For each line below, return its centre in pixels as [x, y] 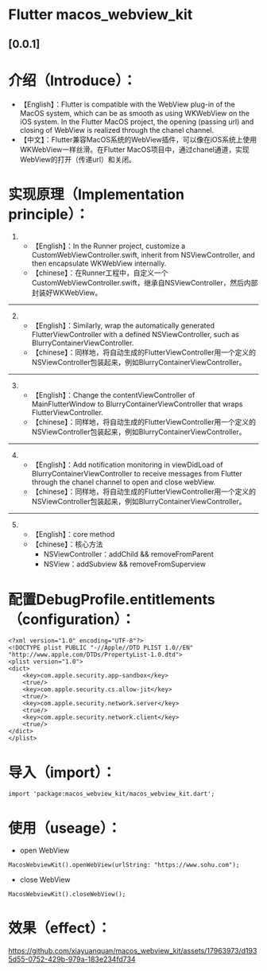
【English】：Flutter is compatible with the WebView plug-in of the [128, 104]
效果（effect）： [60, 928]
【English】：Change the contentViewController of [113, 395]
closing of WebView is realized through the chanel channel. [117, 130]
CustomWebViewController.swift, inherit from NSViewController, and [143, 255]
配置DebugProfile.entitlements [112, 599]
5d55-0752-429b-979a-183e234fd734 [72, 959]
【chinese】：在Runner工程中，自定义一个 [100, 273]
